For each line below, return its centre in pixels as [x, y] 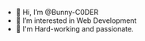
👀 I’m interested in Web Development [76, 20]
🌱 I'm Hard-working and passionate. [74, 29]
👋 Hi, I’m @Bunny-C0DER [57, 12]
